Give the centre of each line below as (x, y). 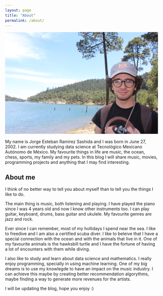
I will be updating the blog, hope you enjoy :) (49, 288)
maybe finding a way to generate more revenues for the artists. (68, 279)
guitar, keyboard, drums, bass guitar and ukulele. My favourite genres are (78, 214)
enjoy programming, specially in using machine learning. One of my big (76, 264)
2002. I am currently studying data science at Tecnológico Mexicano (74, 147)
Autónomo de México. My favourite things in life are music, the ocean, (75, 152)
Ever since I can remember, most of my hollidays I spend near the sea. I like (81, 228)
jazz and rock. (19, 219)
